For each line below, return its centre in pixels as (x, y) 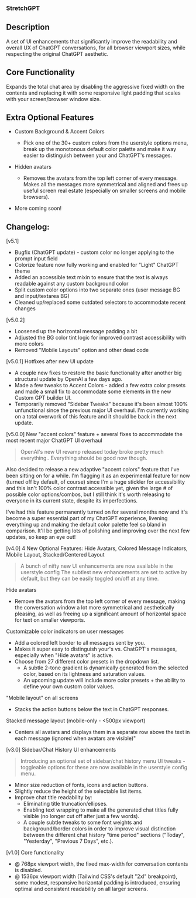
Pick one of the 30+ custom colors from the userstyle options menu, (106, 143)
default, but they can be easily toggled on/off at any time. (90, 579)
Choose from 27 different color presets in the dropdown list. (87, 662)
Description (28, 27)
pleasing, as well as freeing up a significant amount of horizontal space (100, 614)
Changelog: (28, 227)
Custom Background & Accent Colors (59, 132)
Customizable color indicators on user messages (65, 631)
